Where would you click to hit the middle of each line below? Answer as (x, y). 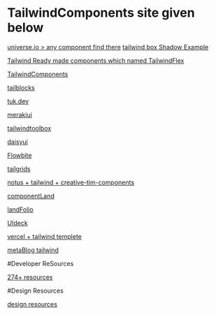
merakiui (20, 115)
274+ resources (30, 277)
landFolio (20, 209)
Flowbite (20, 155)
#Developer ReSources (41, 263)
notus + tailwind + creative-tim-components (71, 182)
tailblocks (21, 87)
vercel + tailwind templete (45, 236)
